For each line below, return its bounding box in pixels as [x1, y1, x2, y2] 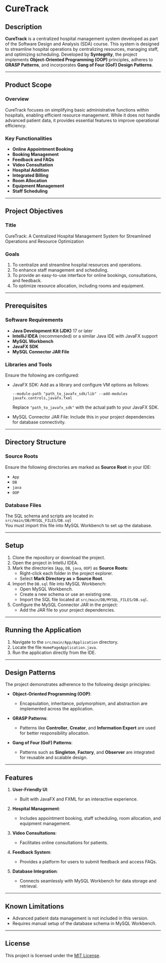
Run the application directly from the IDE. [12, 650, 96, 655]
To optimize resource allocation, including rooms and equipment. [12, 282, 145, 289]
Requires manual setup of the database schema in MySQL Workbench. [12, 921, 157, 926]
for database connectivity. [12, 419, 66, 425]
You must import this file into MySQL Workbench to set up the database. [5, 522, 152, 528]
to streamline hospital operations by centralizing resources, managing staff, [5, 46, 159, 52]
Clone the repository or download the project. [12, 554, 105, 560]
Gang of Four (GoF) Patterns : [12, 740, 73, 746]
